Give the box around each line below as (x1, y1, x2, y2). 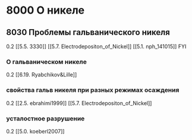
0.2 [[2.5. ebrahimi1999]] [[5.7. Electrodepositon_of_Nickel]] (6, 99, 152, 107)
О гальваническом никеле (6, 58, 87, 66)
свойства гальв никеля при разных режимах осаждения (6, 86, 180, 94)
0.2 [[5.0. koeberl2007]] (6, 128, 65, 135)
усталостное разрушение (6, 114, 85, 122)
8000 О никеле (6, 4, 85, 17)
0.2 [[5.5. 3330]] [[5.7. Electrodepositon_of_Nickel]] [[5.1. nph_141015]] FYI (6, 43, 187, 50)
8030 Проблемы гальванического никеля (6, 27, 171, 37)
